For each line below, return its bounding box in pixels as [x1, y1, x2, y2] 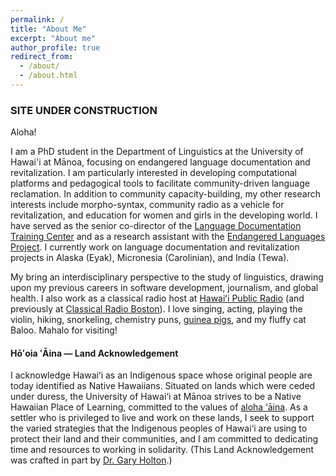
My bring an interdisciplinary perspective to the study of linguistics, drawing [10, 271, 324, 283]
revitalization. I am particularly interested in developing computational [10, 167, 297, 179]
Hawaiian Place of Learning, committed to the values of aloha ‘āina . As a [10, 401, 308, 413]
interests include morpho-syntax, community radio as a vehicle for [10, 199, 285, 211]
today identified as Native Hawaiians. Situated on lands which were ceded [10, 380, 316, 392]
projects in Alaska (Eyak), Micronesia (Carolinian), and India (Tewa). [10, 252, 290, 264]
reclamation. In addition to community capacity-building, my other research [10, 188, 321, 200]
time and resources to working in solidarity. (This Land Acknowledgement [10, 444, 315, 456]
